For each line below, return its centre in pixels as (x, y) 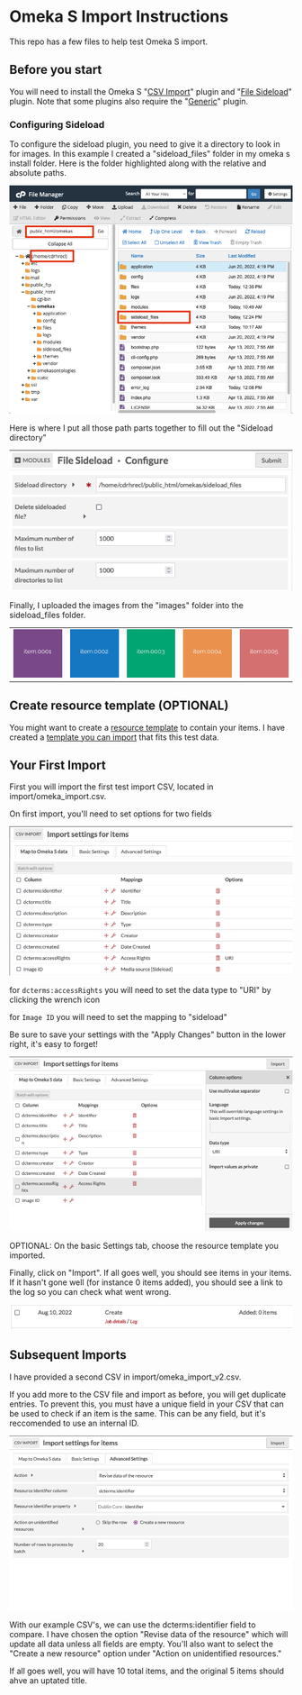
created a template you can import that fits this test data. (115, 737)
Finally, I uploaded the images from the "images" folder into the (127, 605)
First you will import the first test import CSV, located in (111, 787)
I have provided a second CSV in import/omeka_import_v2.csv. (125, 1377)
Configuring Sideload (57, 124)
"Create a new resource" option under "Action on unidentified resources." (146, 1653)
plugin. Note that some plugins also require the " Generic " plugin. (129, 101)
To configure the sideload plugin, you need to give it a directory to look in (145, 144)
